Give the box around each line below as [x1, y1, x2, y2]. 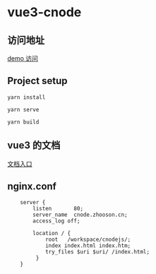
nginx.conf [7, 181, 56, 193]
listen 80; [32, 205, 83, 213]
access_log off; [32, 218, 80, 225]
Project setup [7, 75, 68, 87]
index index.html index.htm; [44, 242, 131, 249]
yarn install [7, 93, 46, 101]
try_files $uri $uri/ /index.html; [44, 249, 150, 256]
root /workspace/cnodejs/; [44, 236, 131, 244]
